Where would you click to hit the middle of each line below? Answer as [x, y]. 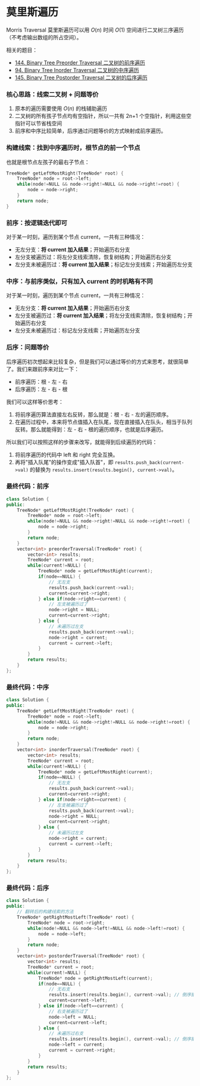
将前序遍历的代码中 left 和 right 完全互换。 [66, 455]
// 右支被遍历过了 [68, 1011]
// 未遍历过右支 [66, 1034]
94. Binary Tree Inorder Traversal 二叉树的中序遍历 [77, 70]
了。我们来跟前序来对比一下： [43, 369]
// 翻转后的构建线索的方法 [45, 912]
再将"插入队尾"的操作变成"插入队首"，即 [64, 462]
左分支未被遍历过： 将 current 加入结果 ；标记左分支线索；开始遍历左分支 [104, 264]
